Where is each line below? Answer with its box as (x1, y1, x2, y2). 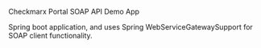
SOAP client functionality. (8, 31, 93, 40)
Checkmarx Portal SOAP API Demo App (8, 7, 139, 16)
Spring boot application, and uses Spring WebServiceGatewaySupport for (8, 22, 254, 31)
